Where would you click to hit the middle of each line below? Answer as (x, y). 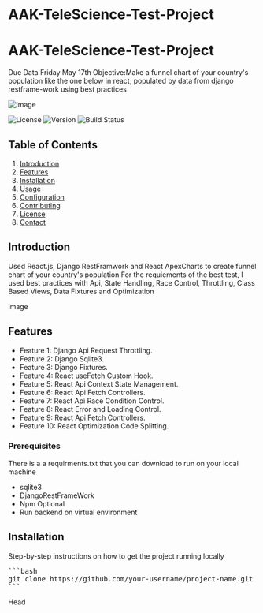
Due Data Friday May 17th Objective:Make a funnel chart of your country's (128, 73)
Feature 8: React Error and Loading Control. (90, 409)
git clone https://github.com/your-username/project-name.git (131, 579)
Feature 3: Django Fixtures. (63, 367)
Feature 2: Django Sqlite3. (62, 359)
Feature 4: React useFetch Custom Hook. (86, 376)
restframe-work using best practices (68, 89)
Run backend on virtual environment (78, 512)
